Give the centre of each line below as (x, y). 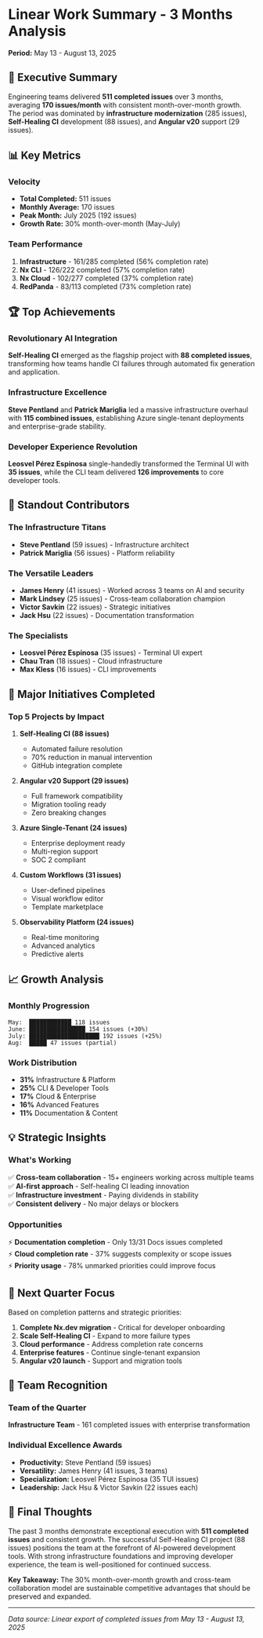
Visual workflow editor (67, 898)
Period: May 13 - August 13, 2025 (62, 53)
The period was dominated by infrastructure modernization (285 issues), (128, 113)
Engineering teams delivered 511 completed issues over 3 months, (116, 97)
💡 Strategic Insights (57, 1137)
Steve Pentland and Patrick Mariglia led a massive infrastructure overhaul (128, 409)
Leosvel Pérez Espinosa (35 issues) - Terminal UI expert (111, 653)
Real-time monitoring (65, 937)
